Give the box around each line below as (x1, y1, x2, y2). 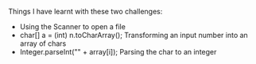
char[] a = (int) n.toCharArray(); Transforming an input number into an (19, 31, 248, 40)
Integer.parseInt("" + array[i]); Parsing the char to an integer (19, 47, 217, 56)
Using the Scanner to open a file (19, 22, 126, 31)
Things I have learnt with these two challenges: (8, 7, 163, 16)
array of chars (19, 39, 67, 48)
